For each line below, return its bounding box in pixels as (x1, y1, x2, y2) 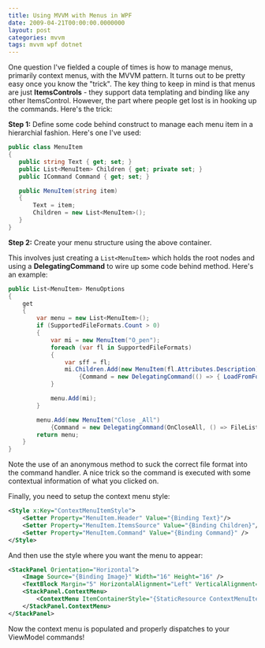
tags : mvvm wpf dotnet (8, 41, 83, 49)
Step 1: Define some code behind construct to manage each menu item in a (8, 120, 254, 129)
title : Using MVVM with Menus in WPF (8, 11, 132, 20)
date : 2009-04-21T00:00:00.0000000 (8, 19, 125, 27)
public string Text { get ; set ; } (18, 158, 132, 166)
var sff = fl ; (64, 358, 111, 367)
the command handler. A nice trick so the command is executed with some (8, 468, 251, 478)
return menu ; (36, 430, 80, 438)
